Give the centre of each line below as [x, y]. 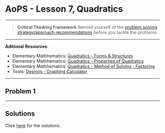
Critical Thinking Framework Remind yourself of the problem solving [87, 27]
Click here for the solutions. [33, 125]
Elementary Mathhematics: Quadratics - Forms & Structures [73, 56]
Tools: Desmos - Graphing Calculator [50, 71]
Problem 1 [20, 91]
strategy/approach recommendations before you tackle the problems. [87, 32]
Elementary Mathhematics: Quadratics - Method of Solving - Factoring [83, 66]
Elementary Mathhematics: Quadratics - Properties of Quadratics [78, 61]
